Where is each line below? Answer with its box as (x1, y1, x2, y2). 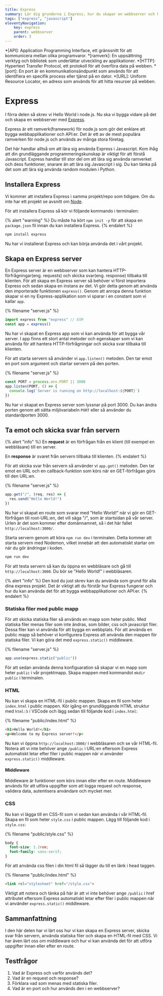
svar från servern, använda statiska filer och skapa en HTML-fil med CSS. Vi (5, 932, 158, 938)
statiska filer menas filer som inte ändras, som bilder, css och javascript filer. (5, 622, 158, 628)
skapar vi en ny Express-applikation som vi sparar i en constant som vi (5, 293, 147, 299)
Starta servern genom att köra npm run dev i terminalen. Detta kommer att (5, 535, 152, 540)
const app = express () (5, 322, 51, 327)
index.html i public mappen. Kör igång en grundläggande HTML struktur (5, 703, 149, 709)
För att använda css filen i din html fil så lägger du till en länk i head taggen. (5, 863, 156, 869)
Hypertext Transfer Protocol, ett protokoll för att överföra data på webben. (5, 63, 153, 68)
